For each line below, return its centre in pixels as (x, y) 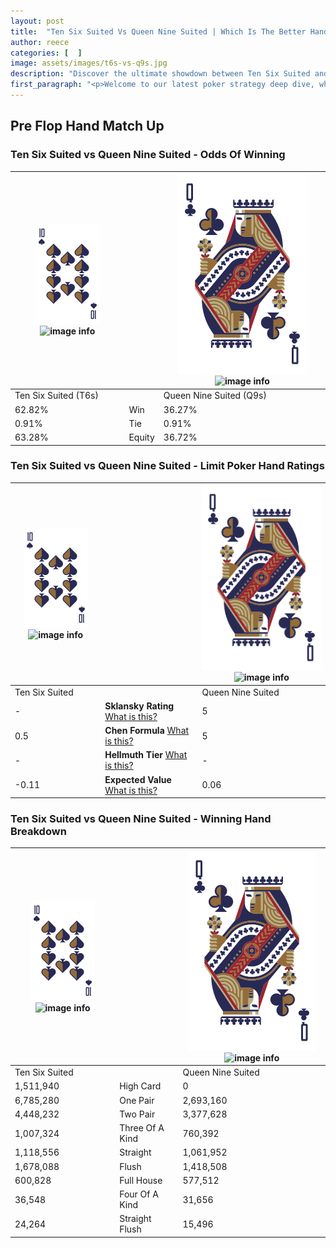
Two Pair (137, 1114)
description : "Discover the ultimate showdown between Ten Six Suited (160, 74)
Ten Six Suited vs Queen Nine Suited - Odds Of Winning (148, 155)
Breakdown (38, 832)
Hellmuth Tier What (146, 755)
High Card (140, 1086)
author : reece (40, 42)
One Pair (137, 1100)
